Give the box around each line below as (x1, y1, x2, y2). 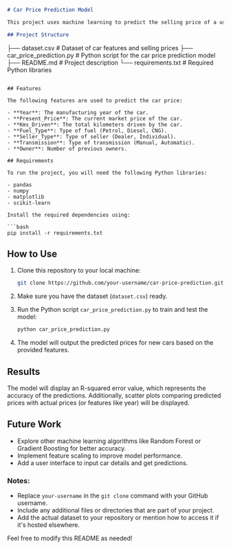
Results (7, 365, 41, 378)
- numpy (7, 187, 30, 194)
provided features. (16, 346, 70, 354)
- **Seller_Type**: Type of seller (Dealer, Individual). (7, 133, 177, 140)
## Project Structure (7, 31, 69, 38)
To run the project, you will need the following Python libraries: (7, 169, 208, 176)
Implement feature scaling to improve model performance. (16, 451, 183, 460)
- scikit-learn (7, 200, 51, 206)
